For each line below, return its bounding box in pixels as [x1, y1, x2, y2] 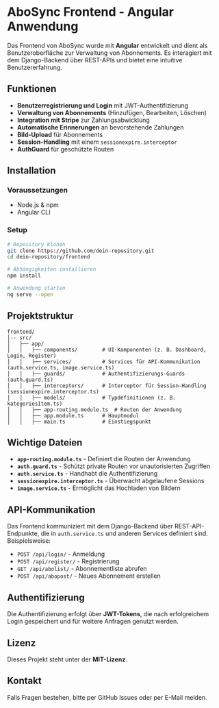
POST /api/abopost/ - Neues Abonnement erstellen [16, 572, 161, 580]
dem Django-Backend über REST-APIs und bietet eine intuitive [7, 56, 183, 64]
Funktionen [7, 83, 57, 95]
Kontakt [7, 675, 42, 687]
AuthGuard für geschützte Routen [16, 145, 114, 153]
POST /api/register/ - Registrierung [16, 557, 120, 565]
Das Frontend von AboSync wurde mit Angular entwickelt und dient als [7, 41, 208, 49]
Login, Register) [7, 352, 57, 359]
